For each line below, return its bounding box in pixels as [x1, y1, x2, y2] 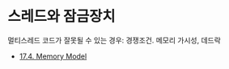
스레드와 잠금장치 [7, 7, 116, 26]
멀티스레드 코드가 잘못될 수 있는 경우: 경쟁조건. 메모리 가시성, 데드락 [7, 35, 222, 45]
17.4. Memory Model [19, 51, 87, 61]
